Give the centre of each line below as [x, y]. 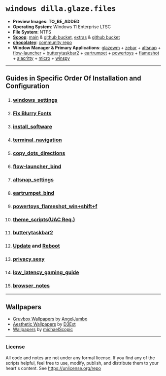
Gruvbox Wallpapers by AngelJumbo [50, 319]
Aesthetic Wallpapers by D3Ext [44, 324]
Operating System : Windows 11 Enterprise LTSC [62, 27]
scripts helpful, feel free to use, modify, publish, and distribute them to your [82, 363]
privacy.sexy [29, 259]
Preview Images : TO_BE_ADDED [46, 21]
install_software [32, 126]
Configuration [28, 86]
